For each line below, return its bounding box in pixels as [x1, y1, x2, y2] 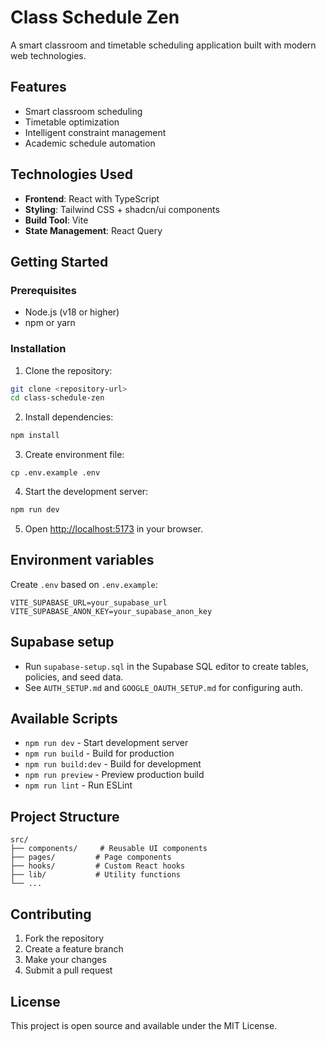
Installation [10, 342, 67, 356]
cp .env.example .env [10, 468, 101, 478]
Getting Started [10, 253, 109, 270]
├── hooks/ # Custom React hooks [10, 861, 186, 871]
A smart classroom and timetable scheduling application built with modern [10, 39, 317, 51]
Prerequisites [10, 283, 77, 297]
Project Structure [10, 808, 120, 825]
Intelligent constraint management [24, 126, 167, 138]
